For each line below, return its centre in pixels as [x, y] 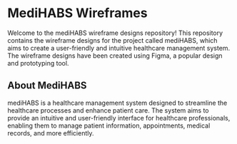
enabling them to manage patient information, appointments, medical [109, 125]
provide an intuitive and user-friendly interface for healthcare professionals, [119, 118]
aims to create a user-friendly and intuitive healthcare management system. [119, 48]
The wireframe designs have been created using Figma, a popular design [115, 56]
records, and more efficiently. [51, 133]
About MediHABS [47, 86]
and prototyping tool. [38, 63]
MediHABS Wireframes [77, 13]
